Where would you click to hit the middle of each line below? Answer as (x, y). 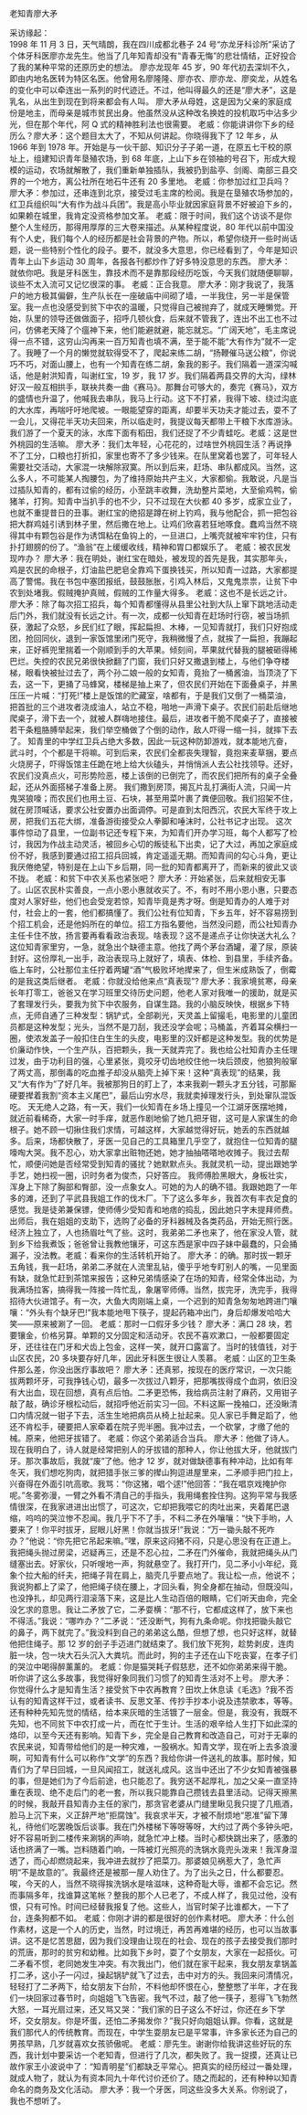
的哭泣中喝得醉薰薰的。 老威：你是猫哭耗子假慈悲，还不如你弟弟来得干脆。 (151, 1667)
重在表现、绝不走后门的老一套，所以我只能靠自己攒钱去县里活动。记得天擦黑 (153, 1792)
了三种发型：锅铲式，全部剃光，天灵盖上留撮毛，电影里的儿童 (173, 1015)
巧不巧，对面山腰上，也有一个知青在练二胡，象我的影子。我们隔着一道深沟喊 (153, 364)
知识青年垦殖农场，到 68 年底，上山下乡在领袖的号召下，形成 (164, 159)
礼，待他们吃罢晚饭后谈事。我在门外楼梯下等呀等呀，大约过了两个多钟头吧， (153, 1827)
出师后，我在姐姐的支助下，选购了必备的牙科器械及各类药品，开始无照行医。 (153, 1221)
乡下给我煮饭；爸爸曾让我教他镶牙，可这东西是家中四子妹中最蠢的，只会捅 (157, 1244)
